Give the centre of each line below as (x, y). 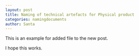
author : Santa (20, 24)
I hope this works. (24, 48)
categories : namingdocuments (36, 19)
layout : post (19, 10)
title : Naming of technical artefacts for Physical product (70, 15)
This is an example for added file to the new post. (57, 38)
